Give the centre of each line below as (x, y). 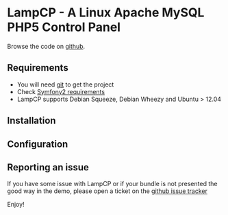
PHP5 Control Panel (64, 27)
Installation (31, 121)
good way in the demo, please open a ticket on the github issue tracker (107, 191)
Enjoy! (16, 205)
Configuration (38, 144)
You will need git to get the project (65, 84)
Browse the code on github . (46, 46)
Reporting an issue (48, 167)
